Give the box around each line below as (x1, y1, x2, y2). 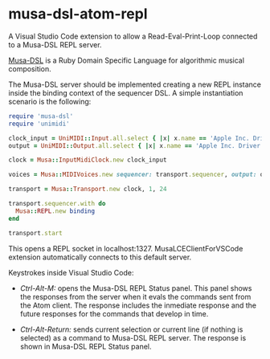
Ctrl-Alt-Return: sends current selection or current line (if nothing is (19, 324, 243, 334)
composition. (8, 63, 52, 73)
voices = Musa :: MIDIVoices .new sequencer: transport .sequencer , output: (8, 170, 257, 179)
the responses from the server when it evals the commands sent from (19, 292, 252, 301)
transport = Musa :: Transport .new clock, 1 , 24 (8, 186, 167, 194)
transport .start (8, 229, 63, 237)
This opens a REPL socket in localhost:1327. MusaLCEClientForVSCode (8, 243, 243, 253)
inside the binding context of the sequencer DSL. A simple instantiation (8, 88, 243, 97)
